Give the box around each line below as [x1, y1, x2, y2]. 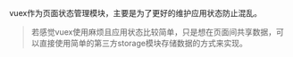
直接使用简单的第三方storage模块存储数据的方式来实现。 [38, 38, 247, 48]
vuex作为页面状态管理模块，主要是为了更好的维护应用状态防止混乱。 [9, 8, 262, 18]
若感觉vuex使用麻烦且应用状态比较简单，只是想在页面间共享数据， [30, 27, 277, 37]
